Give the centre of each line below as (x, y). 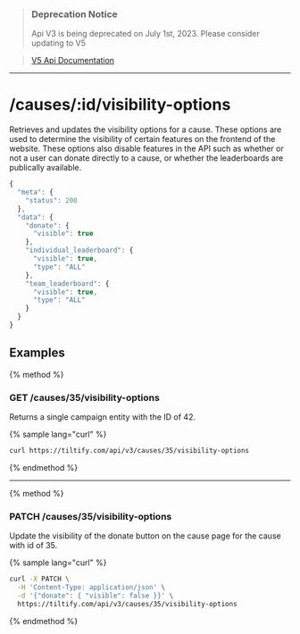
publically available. (46, 168)
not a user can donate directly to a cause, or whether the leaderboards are (146, 158)
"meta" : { (35, 192)
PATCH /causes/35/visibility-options (91, 516)
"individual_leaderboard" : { (79, 250)
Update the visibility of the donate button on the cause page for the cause (145, 536)
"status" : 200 (51, 200)
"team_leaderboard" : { (67, 284)
